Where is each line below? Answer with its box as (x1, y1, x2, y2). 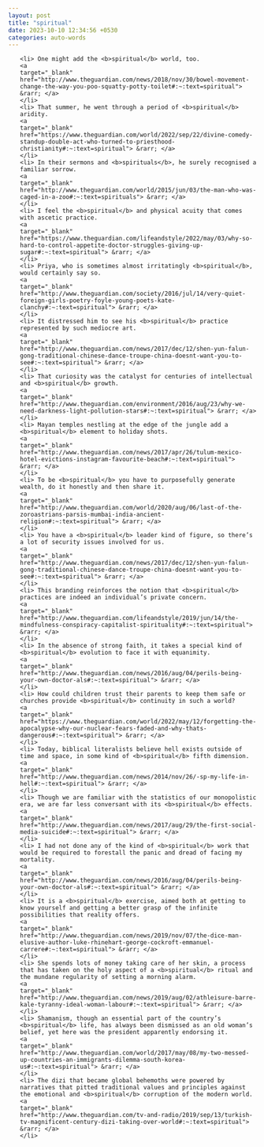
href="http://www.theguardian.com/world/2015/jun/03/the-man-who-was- (19, 186, 257, 194)
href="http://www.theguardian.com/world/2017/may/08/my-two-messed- (19, 1049, 250, 1057)
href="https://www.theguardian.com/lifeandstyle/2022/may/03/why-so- (19, 234, 254, 243)
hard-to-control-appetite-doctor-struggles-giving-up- (19, 241, 204, 249)
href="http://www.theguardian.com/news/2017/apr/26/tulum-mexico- (19, 449, 243, 457)
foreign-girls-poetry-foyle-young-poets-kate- (19, 297, 176, 304)
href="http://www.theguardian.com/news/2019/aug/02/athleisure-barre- (19, 994, 257, 1002)
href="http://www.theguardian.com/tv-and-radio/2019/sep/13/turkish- (19, 1112, 254, 1119)
